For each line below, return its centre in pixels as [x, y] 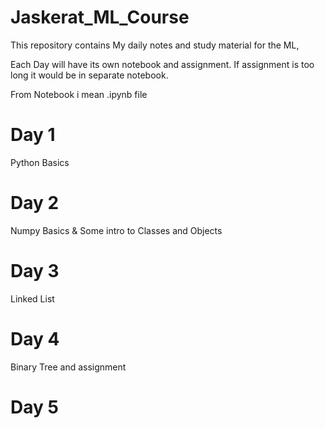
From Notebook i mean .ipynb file [79, 94]
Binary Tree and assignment [68, 367]
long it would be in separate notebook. [89, 75]
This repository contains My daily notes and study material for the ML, [155, 45]
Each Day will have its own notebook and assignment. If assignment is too [162, 64]
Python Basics [40, 162]
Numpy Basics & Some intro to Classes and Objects [116, 230]
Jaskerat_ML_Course [100, 17]
